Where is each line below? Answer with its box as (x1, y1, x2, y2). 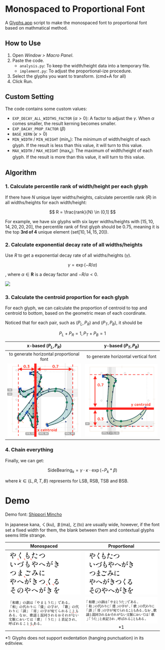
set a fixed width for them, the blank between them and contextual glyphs (5, 527, 155, 533)
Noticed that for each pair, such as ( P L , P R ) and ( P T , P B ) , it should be (5, 320, 142, 327)
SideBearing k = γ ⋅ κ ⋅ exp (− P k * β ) (47, 467, 118, 474)
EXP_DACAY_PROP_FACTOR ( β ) (12, 125, 66, 131)
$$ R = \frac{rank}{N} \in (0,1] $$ (49, 209, 116, 215)
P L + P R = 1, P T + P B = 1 (58, 330, 107, 338)
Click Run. (12, 78, 33, 84)
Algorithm (5, 168, 37, 177)
